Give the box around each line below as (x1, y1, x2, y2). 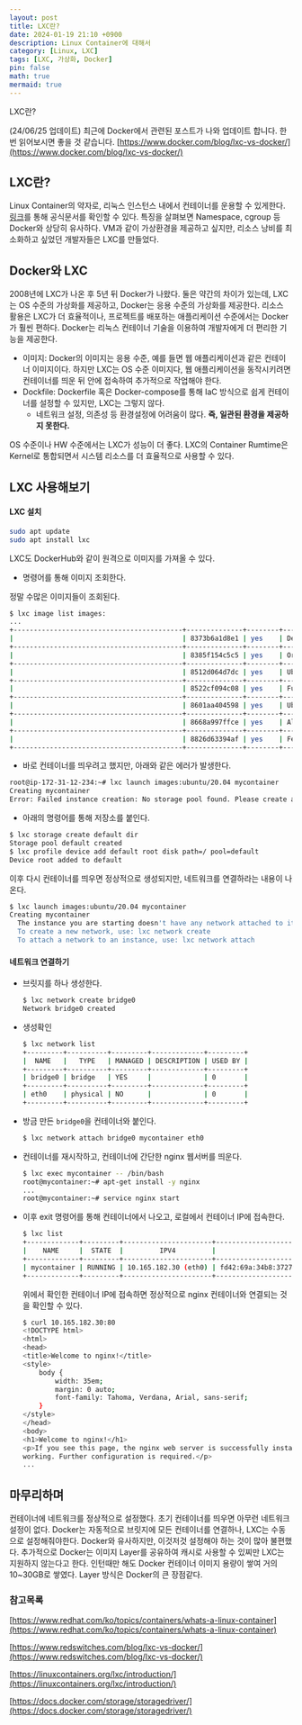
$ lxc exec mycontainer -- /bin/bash (22, 1169, 164, 1178)
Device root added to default (9, 855, 123, 864)
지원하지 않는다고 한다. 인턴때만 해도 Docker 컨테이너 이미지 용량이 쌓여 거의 (9, 1558, 279, 1569)
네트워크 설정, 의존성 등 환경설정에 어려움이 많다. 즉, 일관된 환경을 (35, 409, 265, 420)
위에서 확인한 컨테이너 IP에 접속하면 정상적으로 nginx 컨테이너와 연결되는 (22, 1288, 279, 1299)
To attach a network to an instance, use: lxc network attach (17, 935, 255, 945)
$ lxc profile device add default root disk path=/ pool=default (9, 847, 259, 856)
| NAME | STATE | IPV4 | (22, 1246, 217, 1256)
